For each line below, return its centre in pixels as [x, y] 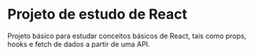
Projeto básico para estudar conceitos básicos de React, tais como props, [127, 36]
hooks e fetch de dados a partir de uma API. [79, 44]
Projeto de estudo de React [98, 14]
